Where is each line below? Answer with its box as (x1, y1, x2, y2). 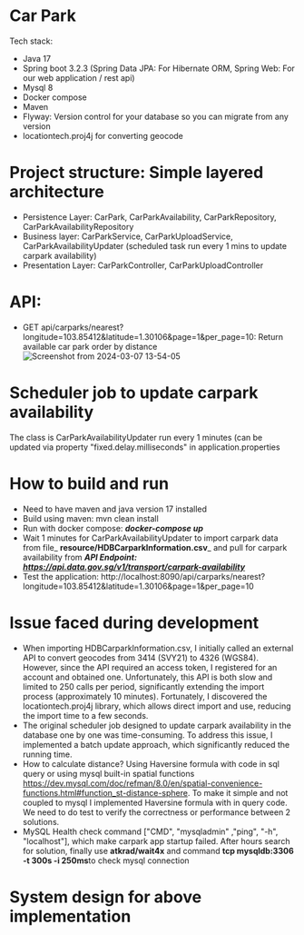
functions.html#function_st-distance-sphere (22, 787, 189, 798)
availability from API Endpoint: (22, 552, 138, 562)
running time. (22, 749, 73, 760)
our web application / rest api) (22, 72, 135, 83)
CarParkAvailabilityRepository (22, 221, 134, 232)
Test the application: (22, 571, 100, 582)
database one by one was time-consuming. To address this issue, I (22, 729, 273, 741)
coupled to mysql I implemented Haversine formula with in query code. (22, 797, 288, 808)
